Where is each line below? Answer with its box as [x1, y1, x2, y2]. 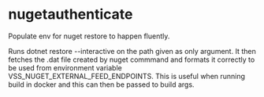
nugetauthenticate [8, 5, 133, 23]
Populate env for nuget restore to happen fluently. [8, 31, 170, 41]
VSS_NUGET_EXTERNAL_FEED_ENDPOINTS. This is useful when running [8, 71, 246, 81]
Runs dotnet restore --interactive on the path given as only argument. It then [8, 46, 256, 56]
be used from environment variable [8, 63, 122, 72]
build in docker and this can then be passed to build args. [8, 80, 195, 89]
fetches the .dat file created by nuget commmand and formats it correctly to [8, 55, 255, 64]
